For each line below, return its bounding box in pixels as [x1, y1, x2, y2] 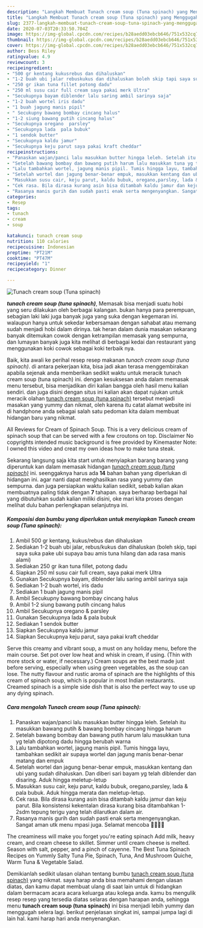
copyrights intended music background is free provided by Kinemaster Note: [7, 438, 197, 446]
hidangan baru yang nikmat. [7, 414, 77, 421]
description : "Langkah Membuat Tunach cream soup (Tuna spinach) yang [7, 8, 188, 15]
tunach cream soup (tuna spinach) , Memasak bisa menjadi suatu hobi [7, 300, 183, 307]
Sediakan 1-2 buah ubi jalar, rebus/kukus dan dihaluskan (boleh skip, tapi [15, 543, 197, 551]
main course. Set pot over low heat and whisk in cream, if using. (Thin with [7, 651, 192, 658]
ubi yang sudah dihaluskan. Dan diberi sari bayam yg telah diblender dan [15, 769, 196, 777]
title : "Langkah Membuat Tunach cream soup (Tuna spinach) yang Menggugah [7, 14, 199, 21]
